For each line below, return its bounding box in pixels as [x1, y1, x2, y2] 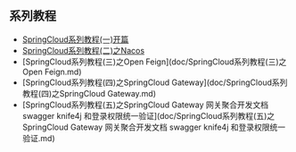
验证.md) [21, 132, 55, 143]
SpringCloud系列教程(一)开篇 [21, 34, 129, 45]
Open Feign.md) [21, 66, 82, 77]
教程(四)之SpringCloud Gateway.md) [21, 88, 157, 98]
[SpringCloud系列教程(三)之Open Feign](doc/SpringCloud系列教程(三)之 [21, 56, 287, 67]
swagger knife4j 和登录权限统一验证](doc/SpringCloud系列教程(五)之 [21, 110, 275, 121]
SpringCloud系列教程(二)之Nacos [21, 45, 145, 55]
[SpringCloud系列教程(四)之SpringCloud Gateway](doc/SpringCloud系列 [21, 77, 288, 88]
